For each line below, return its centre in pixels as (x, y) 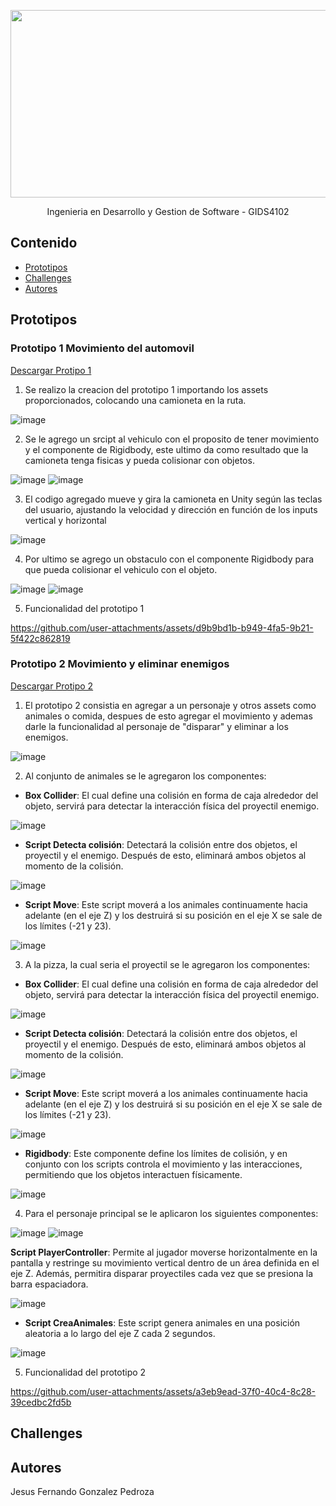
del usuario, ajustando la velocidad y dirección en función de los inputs (171, 509)
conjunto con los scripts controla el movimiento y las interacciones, (163, 1164)
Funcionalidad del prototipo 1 (84, 608)
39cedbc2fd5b (41, 1402)
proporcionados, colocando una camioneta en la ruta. (135, 400)
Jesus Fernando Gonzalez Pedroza (82, 1491)
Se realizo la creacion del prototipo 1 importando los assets (146, 389)
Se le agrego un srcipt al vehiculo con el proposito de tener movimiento (172, 439)
